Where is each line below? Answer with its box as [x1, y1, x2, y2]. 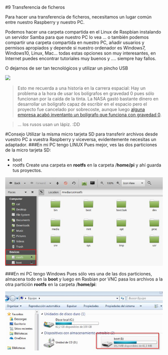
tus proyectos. [12, 167, 42, 173]
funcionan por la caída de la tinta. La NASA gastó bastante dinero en [17, 96, 158, 101]
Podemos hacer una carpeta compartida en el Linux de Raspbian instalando [5, 29, 161, 34]
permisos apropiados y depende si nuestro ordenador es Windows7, [5, 45, 146, 50]
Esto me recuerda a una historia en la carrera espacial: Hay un [17, 85, 146, 91]
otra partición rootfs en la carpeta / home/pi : [5, 281, 97, 287]
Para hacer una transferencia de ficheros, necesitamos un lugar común [5, 14, 152, 19]
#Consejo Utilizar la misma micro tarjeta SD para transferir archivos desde [5, 131, 158, 137]
